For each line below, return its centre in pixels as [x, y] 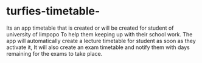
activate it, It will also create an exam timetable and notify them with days [98, 47]
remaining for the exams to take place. [54, 53]
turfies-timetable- [53, 11]
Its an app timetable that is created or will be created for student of [90, 28]
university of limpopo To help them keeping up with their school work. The [99, 34]
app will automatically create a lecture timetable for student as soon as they [101, 41]
